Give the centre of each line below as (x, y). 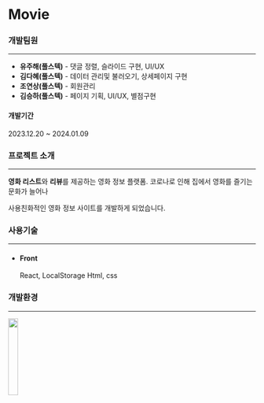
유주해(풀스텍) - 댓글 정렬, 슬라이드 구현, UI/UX (92, 67)
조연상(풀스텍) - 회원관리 (57, 86)
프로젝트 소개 (31, 155)
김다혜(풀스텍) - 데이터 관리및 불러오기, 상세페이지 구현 (103, 76)
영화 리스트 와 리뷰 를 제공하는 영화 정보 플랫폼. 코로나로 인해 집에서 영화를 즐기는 (130, 181)
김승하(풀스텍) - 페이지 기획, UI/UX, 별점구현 (88, 96)
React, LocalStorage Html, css (68, 275)
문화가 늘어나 (28, 191)
